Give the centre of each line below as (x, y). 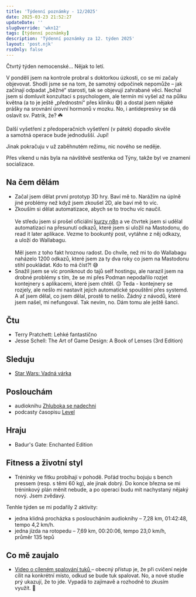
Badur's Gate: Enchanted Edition (54, 444)
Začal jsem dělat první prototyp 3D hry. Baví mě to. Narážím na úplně (98, 196)
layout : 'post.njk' (30, 44)
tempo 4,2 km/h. (34, 524)
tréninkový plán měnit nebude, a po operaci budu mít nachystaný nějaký (102, 489)
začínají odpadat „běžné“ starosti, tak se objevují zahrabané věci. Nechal (94, 90)
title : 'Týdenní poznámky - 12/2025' (52, 11)
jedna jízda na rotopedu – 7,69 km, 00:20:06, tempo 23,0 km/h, (90, 531)
